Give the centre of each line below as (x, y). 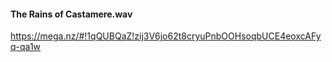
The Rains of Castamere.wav (71, 14)
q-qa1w (26, 47)
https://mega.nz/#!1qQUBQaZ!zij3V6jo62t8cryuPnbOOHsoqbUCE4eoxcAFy (166, 36)
